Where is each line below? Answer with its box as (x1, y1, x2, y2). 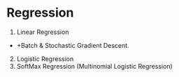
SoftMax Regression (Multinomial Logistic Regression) (16, 62, 173, 70)
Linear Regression (16, 28, 69, 36)
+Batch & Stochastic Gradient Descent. (16, 41, 130, 49)
